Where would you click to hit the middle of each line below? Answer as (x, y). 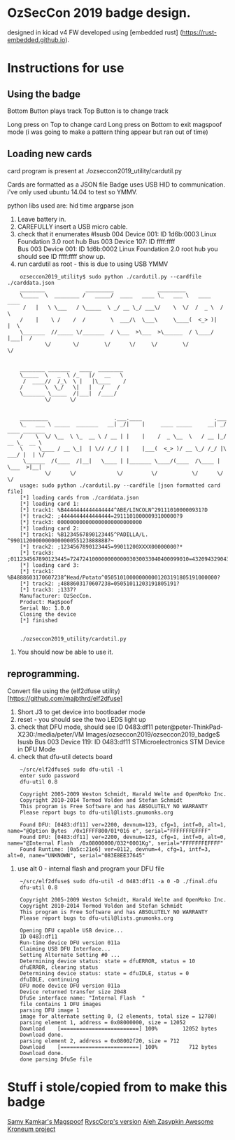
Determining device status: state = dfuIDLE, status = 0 (105, 973)
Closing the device (48, 614)
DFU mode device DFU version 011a (70, 986)
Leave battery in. (42, 219)
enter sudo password (50, 776)
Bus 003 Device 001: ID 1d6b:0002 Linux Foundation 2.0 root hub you (117, 249)
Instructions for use (66, 68)
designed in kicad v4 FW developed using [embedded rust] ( (95, 32)
